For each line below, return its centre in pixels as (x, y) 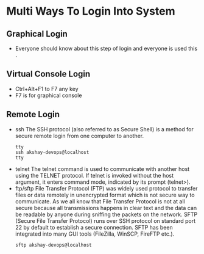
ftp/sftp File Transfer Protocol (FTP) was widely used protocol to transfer (106, 188)
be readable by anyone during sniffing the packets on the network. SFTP (106, 214)
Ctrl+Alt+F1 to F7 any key (47, 89)
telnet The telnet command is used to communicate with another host (102, 169)
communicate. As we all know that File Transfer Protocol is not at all (100, 201)
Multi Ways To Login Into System (91, 11)
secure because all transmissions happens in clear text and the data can (106, 208)
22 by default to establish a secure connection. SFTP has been (94, 227)
